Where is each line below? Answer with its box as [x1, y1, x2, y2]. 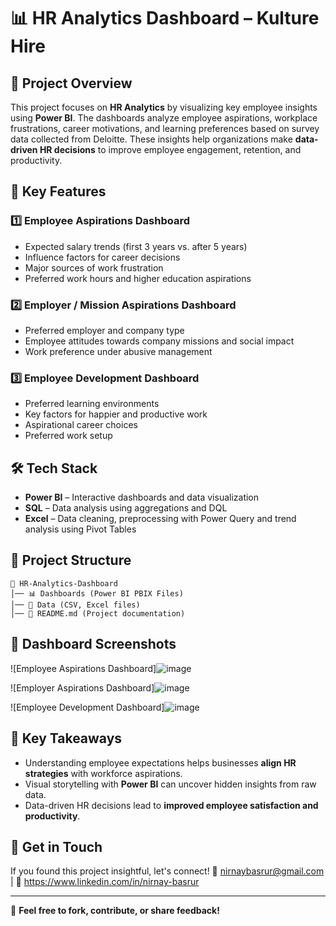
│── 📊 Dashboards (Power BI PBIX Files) [10, 588, 184, 599]
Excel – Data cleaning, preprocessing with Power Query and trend [24, 513, 297, 525]
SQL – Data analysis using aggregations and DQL [24, 502, 228, 514]
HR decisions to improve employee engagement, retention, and [39, 144, 302, 155]
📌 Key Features [10, 183, 107, 200]
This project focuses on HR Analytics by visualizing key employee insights [10, 101, 318, 113]
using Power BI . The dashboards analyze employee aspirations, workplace [10, 112, 318, 124]
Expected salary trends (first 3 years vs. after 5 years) [24, 240, 248, 252]
